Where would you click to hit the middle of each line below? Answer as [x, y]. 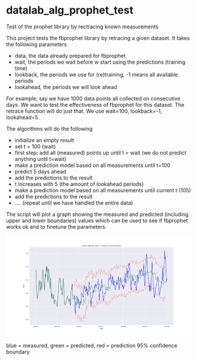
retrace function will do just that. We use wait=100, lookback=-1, [84, 111]
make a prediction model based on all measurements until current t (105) [103, 190]
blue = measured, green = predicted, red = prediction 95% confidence [92, 345]
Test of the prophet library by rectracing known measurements [82, 27]
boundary [18, 352]
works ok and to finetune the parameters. [57, 227]
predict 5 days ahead [40, 171]
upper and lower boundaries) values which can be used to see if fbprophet [97, 220]
